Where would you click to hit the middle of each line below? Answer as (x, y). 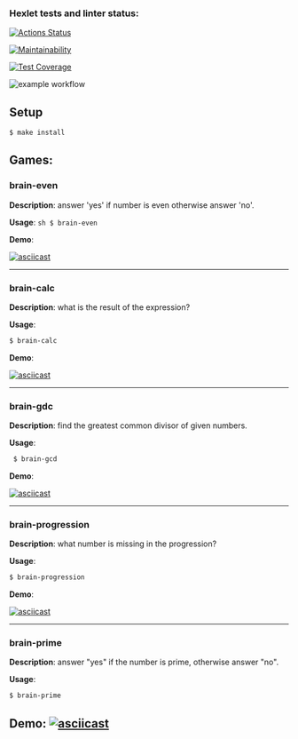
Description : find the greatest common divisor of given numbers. (129, 425)
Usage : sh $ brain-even (53, 222)
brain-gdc (31, 406)
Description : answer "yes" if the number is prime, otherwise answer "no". (144, 662)
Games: (31, 160)
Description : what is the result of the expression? (100, 307)
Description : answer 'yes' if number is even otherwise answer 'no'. (132, 205)
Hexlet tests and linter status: (74, 13)
